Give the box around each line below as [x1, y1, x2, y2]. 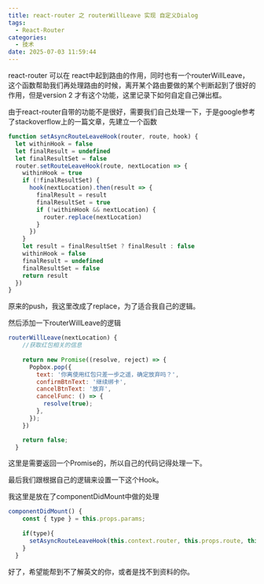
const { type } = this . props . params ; [22, 515, 146, 523]
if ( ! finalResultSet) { [22, 176, 101, 185]
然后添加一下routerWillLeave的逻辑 [8, 318, 122, 327]
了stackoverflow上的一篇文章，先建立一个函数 [8, 117, 157, 126]
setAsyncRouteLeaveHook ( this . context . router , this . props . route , [28, 537, 244, 545]
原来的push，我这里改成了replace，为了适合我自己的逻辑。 [8, 301, 200, 311]
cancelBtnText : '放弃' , [36, 385, 112, 394]
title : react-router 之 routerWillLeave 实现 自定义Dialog [8, 11, 199, 20]
